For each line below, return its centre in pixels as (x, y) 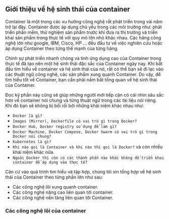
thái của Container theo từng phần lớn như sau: (54, 177)
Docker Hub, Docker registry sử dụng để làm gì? (65, 126)
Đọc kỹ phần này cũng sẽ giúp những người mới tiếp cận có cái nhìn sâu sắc (84, 95)
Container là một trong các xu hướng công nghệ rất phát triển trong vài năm (84, 21)
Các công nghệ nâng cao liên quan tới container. (63, 192)
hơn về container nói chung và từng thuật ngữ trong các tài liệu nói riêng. (81, 100)
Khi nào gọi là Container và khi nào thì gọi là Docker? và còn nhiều (88, 147)
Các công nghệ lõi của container (46, 210)
